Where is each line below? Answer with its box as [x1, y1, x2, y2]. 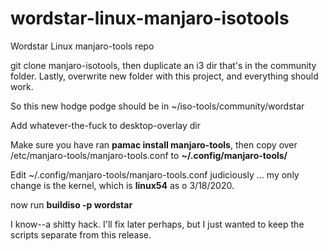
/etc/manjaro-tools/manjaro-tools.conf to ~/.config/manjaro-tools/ [10, 149, 288, 161]
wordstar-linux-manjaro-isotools [10, 7, 290, 30]
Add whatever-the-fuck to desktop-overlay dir [10, 119, 202, 131]
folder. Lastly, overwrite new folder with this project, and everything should [10, 70, 319, 82]
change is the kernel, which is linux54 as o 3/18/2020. [10, 179, 235, 191]
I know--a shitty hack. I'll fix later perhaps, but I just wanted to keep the [10, 218, 305, 230]
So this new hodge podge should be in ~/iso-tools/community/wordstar [10, 100, 305, 112]
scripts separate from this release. [10, 228, 152, 241]
